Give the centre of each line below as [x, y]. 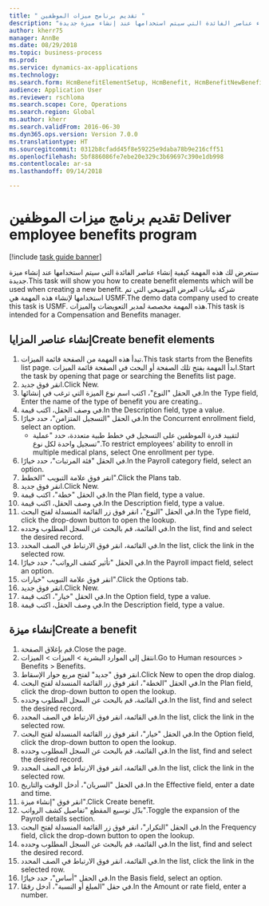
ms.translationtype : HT [49, 142]
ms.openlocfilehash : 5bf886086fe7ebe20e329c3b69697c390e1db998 [117, 156]
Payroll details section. [57, 818]
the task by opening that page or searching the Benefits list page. [128, 376]
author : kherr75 [36, 30]
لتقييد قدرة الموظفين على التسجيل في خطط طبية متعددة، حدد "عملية [136, 435]
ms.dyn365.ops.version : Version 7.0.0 [73, 134]
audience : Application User [56, 90]
